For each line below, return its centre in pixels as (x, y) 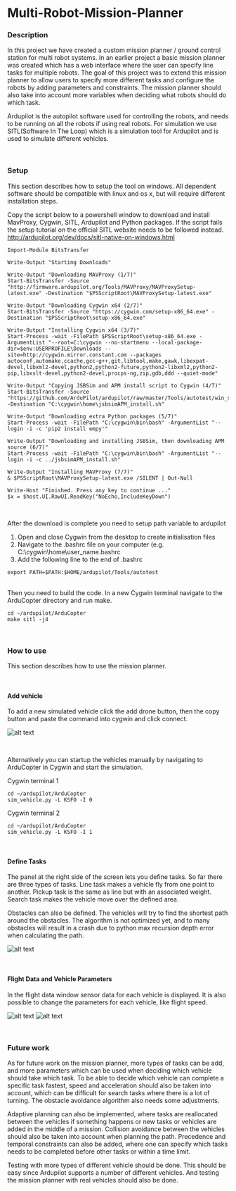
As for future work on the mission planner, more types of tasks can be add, (116, 1063)
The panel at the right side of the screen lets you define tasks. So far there (115, 877)
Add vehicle (25, 696)
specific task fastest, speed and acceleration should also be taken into (109, 1085)
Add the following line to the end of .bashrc (80, 559)
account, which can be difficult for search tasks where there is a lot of (109, 1092)
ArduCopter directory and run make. (60, 600)
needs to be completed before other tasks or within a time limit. (99, 1151)
